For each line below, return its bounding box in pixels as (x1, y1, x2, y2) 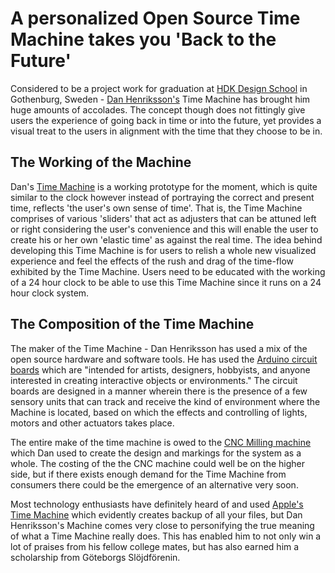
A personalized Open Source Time (10, 7, 301, 30)
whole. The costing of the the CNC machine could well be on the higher (10, 457, 306, 469)
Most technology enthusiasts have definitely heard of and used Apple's (10, 498, 304, 510)
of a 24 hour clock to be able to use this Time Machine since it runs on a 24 (10, 276, 322, 288)
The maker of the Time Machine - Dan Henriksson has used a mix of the (10, 342, 308, 354)
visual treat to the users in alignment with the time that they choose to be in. (10, 125, 323, 137)
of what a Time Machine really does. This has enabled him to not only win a (10, 530, 322, 542)
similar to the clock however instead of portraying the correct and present (10, 191, 315, 203)
